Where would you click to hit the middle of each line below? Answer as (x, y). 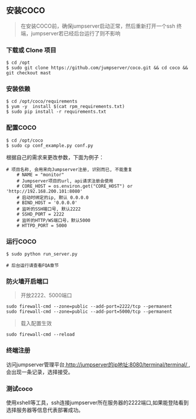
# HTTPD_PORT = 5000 (42, 225)
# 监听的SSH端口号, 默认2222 (49, 209)
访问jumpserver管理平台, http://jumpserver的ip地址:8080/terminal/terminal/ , (98, 364)
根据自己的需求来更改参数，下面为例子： (55, 157)
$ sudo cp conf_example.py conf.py (50, 145)
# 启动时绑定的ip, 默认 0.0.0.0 (53, 197)
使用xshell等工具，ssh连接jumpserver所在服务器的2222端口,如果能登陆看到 (98, 402)
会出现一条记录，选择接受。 (40, 372)
